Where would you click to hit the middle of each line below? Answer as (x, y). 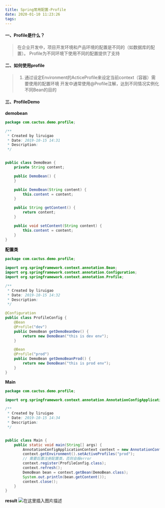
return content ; (39, 213)
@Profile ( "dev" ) (31, 327)
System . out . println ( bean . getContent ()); (65, 477)
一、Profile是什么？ (25, 35)
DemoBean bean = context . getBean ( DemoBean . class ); (76, 472)
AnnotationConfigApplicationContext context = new (76, 449)
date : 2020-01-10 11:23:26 (33, 14)
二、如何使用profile (25, 66)
